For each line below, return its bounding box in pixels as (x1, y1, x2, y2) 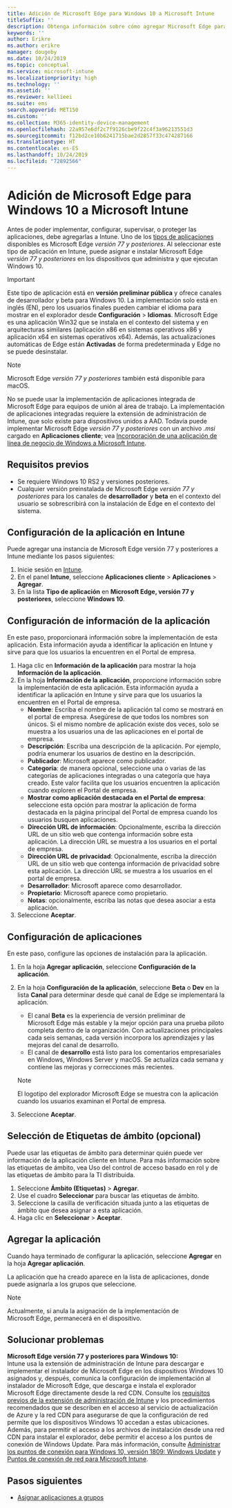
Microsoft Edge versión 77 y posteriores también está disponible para (7, 374, 205, 382)
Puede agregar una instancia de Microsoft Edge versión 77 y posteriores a (7, 545, 219, 553)
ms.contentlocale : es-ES (7, 145, 79, 152)
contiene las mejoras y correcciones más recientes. (27, 1062, 175, 1071)
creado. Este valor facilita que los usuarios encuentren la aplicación (27, 779, 220, 788)
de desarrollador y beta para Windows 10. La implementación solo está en (7, 296, 217, 304)
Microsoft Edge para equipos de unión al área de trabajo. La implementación (7, 402, 225, 410)
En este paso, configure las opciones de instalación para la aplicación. (7, 949, 207, 957)
